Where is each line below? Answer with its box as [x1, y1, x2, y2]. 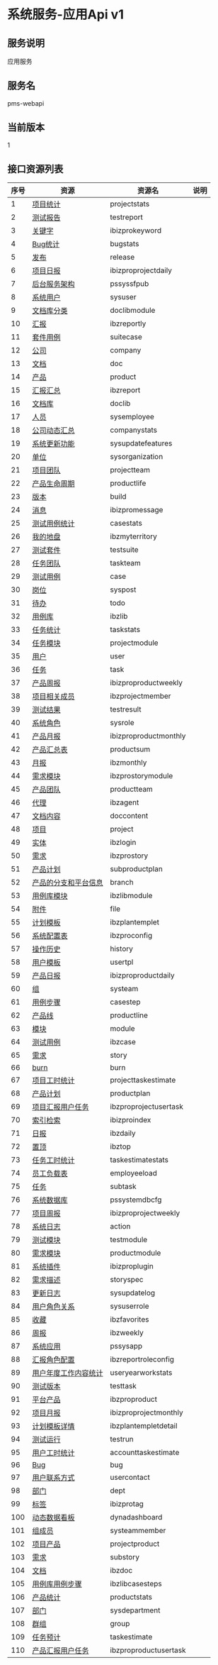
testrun [110, 1434, 134, 1444]
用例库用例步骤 [32, 1579, 83, 1589]
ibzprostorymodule [110, 771, 173, 781]
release [110, 253, 135, 262]
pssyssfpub [110, 279, 149, 289]
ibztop [110, 1141, 131, 1151]
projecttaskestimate [110, 1075, 176, 1085]
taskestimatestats [110, 1155, 168, 1165]
